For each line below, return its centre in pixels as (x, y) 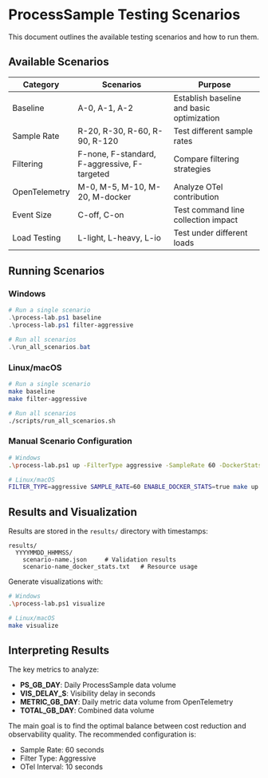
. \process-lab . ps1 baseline (55, 318)
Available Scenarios (59, 62)
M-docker (112, 196)
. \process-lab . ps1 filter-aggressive (71, 325)
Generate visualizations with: (56, 582)
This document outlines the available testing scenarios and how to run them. (134, 37)
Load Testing (37, 237)
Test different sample (213, 131)
